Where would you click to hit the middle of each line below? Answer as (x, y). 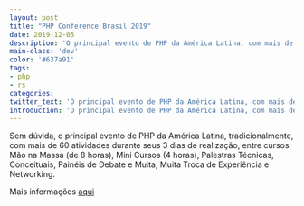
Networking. (33, 174)
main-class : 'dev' (44, 51)
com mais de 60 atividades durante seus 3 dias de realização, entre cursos (149, 145)
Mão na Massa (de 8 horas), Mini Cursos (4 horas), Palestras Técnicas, (142, 155)
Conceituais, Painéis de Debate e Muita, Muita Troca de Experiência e (139, 164)
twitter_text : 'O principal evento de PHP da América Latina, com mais (147, 102)
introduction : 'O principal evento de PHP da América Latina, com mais (147, 110)
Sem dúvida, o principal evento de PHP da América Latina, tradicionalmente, (152, 136)
